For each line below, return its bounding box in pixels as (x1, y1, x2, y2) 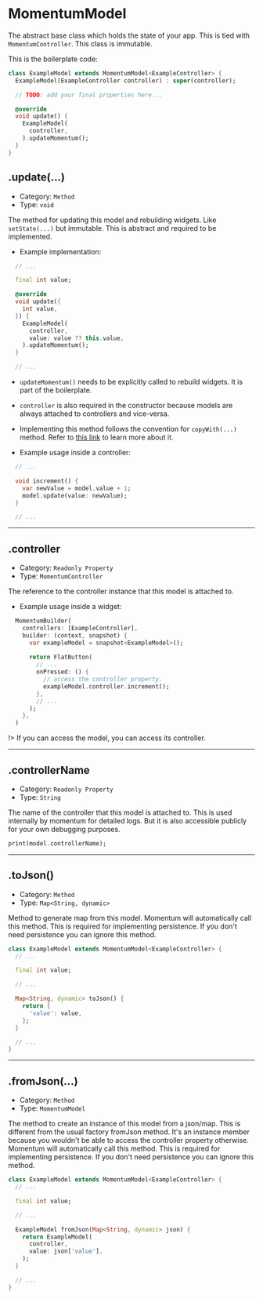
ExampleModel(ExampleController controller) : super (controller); (15, 76, 236, 85)
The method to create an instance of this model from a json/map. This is (8, 1119, 241, 1129)
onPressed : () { (36, 668, 89, 676)
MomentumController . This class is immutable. (8, 38, 153, 48)
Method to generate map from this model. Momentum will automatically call (8, 913, 252, 922)
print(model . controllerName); (8, 840, 107, 848)
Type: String (19, 793, 61, 801)
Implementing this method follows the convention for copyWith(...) (19, 425, 237, 433)
